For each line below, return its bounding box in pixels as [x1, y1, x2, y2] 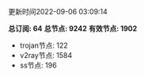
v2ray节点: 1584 [19, 51, 73, 60]
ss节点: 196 [19, 60, 57, 70]
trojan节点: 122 [19, 40, 69, 50]
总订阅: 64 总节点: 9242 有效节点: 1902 [8, 24, 137, 33]
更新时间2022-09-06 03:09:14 [8, 7, 109, 16]
